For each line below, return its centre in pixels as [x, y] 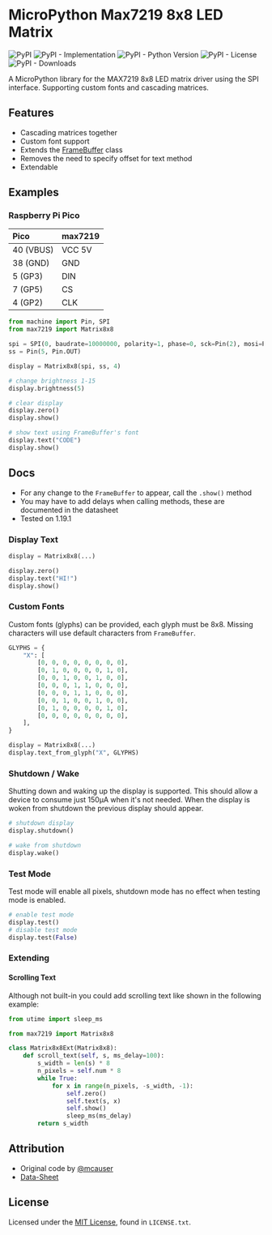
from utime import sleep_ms [56, 1019]
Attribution [36, 1149]
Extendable [39, 167]
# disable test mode [43, 929]
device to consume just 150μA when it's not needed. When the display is [130, 800]
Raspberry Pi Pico [44, 216]
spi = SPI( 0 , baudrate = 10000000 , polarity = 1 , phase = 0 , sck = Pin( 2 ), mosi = [136, 344]
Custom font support [55, 141]
